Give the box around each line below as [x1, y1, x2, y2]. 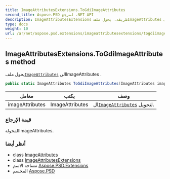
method [10, 58, 36, 66]
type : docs [5, 21, 28, 27]
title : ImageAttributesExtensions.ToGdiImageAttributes [5, 7, 125, 13]
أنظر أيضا [5, 140, 26, 147]
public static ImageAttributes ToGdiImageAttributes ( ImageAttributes [5, 81, 155, 86]
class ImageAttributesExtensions [12, 157, 81, 163]
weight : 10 [5, 26, 28, 31]
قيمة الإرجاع [5, 116, 31, 123]
